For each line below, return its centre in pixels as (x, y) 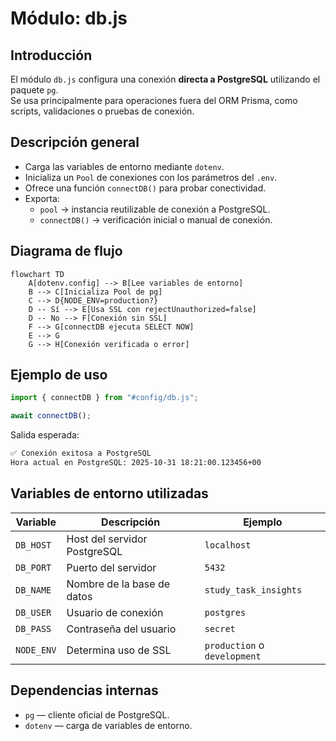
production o (234, 645)
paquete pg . (34, 90)
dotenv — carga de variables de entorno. (108, 725)
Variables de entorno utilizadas (109, 493)
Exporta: (42, 198)
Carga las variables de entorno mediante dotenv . (124, 166)
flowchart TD (37, 274)
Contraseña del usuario (121, 629)
